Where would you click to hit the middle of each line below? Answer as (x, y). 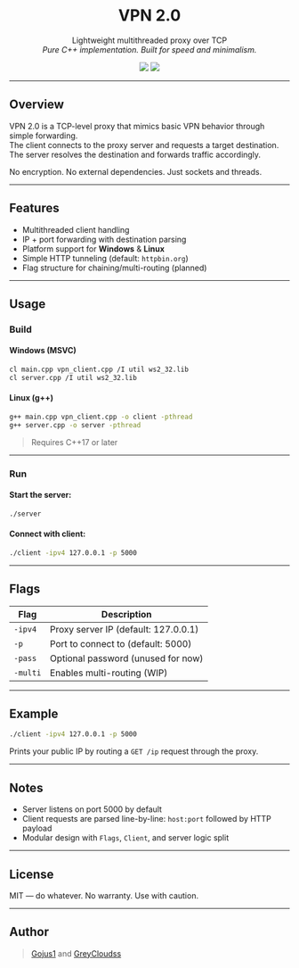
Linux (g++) (31, 398)
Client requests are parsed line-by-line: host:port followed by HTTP (146, 819)
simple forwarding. (44, 136)
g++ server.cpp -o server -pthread (75, 425)
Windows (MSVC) (43, 351)
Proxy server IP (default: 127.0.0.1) (125, 629)
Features (34, 208)
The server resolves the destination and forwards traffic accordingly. (135, 154)
